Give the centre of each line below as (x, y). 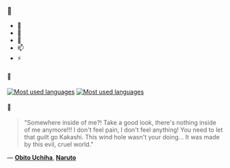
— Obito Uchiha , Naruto (42, 157)
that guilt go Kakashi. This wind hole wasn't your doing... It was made (122, 137)
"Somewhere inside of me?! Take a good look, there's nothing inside (120, 122)
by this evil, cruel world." (59, 144)
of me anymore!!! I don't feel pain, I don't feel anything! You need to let (123, 130)
